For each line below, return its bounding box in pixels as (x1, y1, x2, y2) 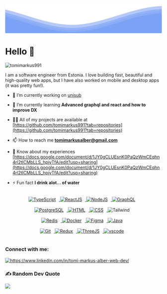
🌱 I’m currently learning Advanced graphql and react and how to (12, 101, 146, 108)
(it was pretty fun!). (5, 82, 45, 88)
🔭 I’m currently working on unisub (12, 92, 82, 98)
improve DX (12, 107, 37, 113)
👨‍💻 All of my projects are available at (12, 116, 88, 123)
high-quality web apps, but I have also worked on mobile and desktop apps (5, 77, 160, 83)
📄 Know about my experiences (12, 148, 76, 154)
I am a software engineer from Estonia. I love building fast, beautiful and (5, 72, 153, 78)
